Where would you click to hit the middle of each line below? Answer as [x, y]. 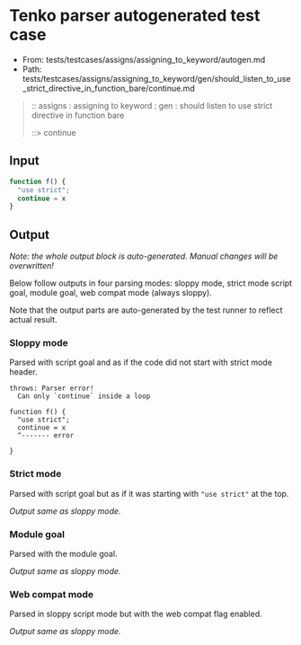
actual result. [33, 320]
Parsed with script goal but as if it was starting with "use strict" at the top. [149, 493]
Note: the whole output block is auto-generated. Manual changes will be [144, 256]
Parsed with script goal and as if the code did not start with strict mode [141, 362]
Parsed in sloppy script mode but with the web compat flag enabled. [136, 614]
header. [23, 372]
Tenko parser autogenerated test [135, 16]
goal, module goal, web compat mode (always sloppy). [111, 293]
